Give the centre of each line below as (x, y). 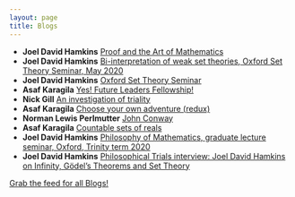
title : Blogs (34, 26)
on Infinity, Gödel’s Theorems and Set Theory (106, 166)
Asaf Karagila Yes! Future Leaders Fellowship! (108, 90)
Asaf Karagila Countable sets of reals (92, 127)
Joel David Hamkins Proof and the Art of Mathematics (123, 51)
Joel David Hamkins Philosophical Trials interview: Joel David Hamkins (154, 156)
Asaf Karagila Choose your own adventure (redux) (116, 108)
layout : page (34, 17)
